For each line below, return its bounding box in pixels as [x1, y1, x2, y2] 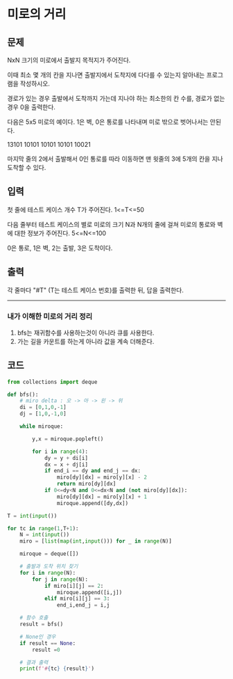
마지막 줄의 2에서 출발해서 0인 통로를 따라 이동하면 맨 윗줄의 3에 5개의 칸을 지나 [7, 154, 223, 163]
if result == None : [19, 639, 76, 647]
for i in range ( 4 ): [32, 448, 89, 455]
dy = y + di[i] [44, 454, 89, 461]
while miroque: [19, 423, 64, 430]
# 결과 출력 [19, 659, 49, 666]
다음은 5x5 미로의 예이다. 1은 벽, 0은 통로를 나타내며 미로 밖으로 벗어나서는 [7, 118, 209, 126]
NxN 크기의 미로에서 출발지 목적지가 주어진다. [7, 56, 131, 64]
